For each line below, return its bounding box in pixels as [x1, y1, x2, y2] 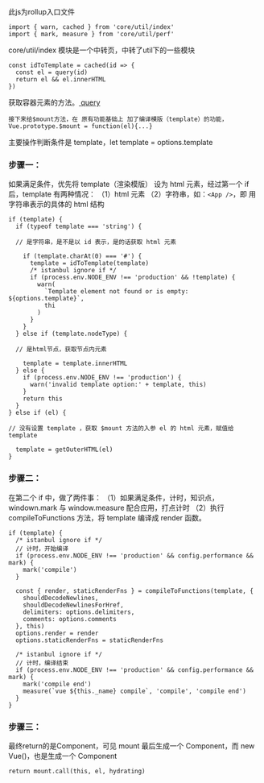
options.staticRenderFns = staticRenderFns [15, 636, 163, 644]
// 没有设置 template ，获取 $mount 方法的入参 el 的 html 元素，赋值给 [8, 425, 234, 433]
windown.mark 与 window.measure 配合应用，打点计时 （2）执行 [8, 503, 225, 512]
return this [23, 395, 63, 403]
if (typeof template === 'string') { [15, 222, 142, 231]
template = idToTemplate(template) [29, 259, 150, 267]
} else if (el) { [8, 409, 67, 417]
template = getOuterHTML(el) [15, 445, 113, 454]
